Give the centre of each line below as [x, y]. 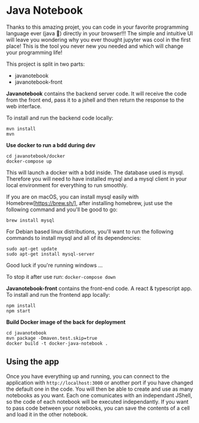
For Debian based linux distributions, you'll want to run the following [90, 232]
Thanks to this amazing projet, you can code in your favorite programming [97, 27]
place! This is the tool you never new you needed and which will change [95, 46]
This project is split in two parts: [45, 64]
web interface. [24, 106]
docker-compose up [29, 161]
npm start [19, 311]
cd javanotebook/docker [36, 156]
